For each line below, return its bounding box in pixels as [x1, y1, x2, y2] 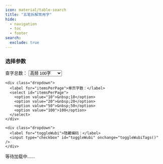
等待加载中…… [5, 153, 35, 159]
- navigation [10, 21, 37, 27]
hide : [5, 17, 17, 22]
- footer [10, 31, 28, 36]
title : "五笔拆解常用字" [5, 12, 52, 17]
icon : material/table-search [5, 7, 66, 13]
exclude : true [10, 40, 39, 45]
